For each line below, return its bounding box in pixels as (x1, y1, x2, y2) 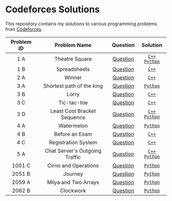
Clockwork (60, 187, 86, 194)
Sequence (60, 114, 85, 121)
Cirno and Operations (47, 162, 99, 169)
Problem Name (54, 41, 92, 48)
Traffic (65, 153, 81, 160)
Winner (64, 74, 82, 81)
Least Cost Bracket (50, 107, 96, 114)
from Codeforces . (5, 26, 42, 32)
